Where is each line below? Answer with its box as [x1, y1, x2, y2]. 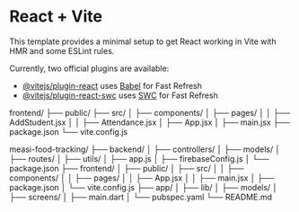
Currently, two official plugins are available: [9, 63, 170, 74]
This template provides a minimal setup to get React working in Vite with [9, 36, 277, 47]
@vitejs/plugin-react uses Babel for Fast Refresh [22, 80, 203, 91]
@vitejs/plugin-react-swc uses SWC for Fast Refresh [22, 90, 218, 101]
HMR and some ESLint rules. [9, 45, 115, 56]
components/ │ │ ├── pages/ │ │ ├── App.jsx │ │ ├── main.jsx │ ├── [9, 172, 275, 183]
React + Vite [9, 6, 103, 27]
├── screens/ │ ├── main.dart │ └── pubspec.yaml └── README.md [9, 191, 272, 202]
